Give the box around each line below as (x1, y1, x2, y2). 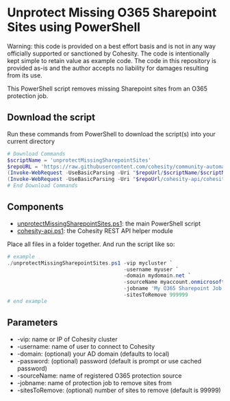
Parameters (7, 317, 58, 328)
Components (7, 201, 64, 213)
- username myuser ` (123, 266, 179, 273)
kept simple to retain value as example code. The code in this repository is (7, 56, 217, 64)
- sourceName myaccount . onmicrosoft (123, 279, 225, 286)
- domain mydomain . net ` (123, 272, 192, 279)
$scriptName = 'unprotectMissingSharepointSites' (7, 156, 152, 164)
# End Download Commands (7, 182, 78, 189)
